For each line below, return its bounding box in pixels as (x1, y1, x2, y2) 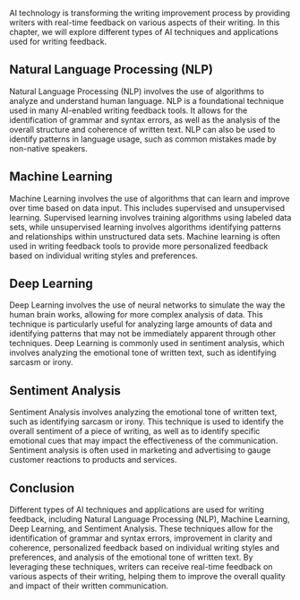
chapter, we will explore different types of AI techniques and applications (9, 27, 279, 37)
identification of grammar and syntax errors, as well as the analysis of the (9, 114, 280, 125)
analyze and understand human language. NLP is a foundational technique (9, 95, 285, 106)
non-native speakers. (9, 143, 88, 153)
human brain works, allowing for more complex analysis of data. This (9, 309, 263, 320)
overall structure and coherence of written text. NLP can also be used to (9, 124, 276, 135)
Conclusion (9, 480, 75, 496)
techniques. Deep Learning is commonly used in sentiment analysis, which (9, 338, 285, 349)
